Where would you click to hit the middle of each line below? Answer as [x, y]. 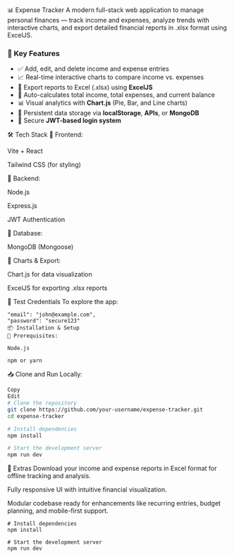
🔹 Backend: [24, 178]
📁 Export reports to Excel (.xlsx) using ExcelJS [85, 88]
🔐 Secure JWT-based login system [69, 121]
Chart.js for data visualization [50, 274]
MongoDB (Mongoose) [41, 247]
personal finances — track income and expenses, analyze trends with [109, 20]
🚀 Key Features [33, 53]
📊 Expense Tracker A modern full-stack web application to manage [106, 10]
